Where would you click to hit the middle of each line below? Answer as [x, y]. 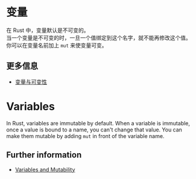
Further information [44, 155]
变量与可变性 [31, 81]
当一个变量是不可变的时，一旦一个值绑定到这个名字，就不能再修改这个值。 [99, 37]
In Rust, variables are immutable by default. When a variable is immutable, [98, 123]
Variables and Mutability [45, 169]
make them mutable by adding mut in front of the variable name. [85, 136]
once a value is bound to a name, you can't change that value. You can [94, 130]
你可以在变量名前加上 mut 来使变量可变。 [57, 45]
